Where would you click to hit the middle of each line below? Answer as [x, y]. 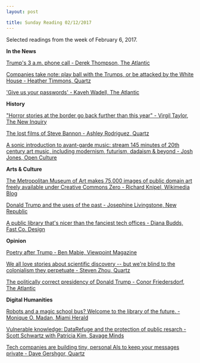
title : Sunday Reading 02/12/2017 [49, 22]
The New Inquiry [26, 121]
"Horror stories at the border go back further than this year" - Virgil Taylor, [97, 115]
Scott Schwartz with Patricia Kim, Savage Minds [65, 336]
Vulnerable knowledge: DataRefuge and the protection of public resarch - [96, 329]
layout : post [22, 12]
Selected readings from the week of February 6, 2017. [72, 39]
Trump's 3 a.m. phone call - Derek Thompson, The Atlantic [78, 63]
